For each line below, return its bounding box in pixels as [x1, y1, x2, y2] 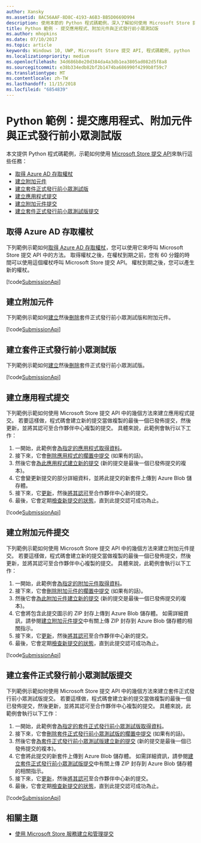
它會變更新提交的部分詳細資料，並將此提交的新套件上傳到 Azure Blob [14, 475, 185, 482]
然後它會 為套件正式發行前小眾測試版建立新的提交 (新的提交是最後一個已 [14, 737, 191, 744]
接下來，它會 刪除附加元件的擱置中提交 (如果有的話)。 [14, 587, 147, 594]
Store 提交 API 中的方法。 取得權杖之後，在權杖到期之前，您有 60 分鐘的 [6, 251, 185, 258]
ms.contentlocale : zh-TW [6, 75, 68, 81]
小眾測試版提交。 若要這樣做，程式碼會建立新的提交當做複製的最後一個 [16, 695, 191, 702]
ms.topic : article [6, 42, 52, 48]
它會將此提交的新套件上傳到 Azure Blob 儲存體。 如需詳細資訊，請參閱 [14, 752, 188, 759]
